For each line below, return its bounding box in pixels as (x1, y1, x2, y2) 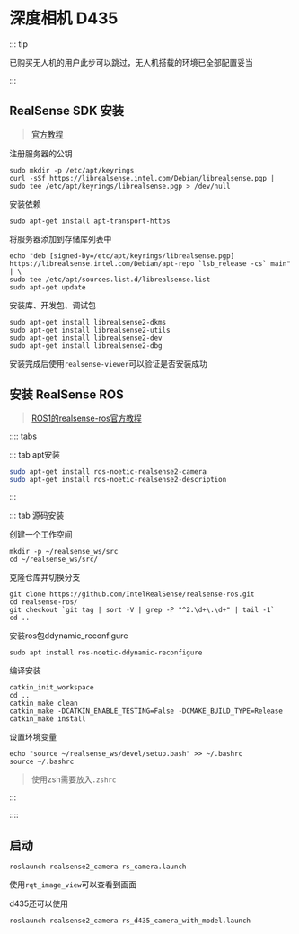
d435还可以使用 (9, 898, 69, 909)
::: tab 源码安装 (9, 510, 65, 521)
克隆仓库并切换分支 (9, 572, 81, 583)
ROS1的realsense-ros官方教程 (31, 413, 142, 423)
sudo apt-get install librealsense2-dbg (9, 341, 163, 351)
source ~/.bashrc (9, 757, 75, 767)
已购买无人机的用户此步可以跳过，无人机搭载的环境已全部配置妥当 (9, 57, 253, 67)
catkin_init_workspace (9, 683, 94, 692)
